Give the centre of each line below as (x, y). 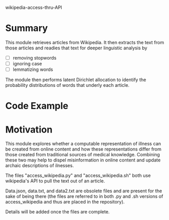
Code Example (37, 106)
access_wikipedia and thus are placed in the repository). (65, 202)
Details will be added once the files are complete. (58, 212)
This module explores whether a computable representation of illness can (83, 144)
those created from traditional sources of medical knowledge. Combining (83, 155)
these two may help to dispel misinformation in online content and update (83, 160)
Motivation (29, 129)
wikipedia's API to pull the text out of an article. (55, 181)
